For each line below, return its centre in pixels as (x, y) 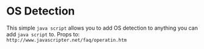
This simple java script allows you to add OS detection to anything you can (102, 28)
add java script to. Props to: (43, 34)
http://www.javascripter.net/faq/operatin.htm (67, 40)
